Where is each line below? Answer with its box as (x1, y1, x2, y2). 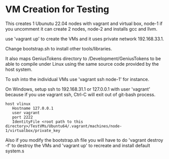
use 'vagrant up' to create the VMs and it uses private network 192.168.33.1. (5, 36, 164, 42)
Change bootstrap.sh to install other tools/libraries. (5, 45, 112, 51)
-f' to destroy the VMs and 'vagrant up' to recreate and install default (5, 142, 151, 148)
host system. (5, 66, 33, 72)
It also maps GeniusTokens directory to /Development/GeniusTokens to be (5, 55, 161, 62)
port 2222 (12, 115, 33, 120)
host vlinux (5, 101, 31, 107)
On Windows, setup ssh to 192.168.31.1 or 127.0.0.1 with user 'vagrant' (5, 86, 151, 92)
